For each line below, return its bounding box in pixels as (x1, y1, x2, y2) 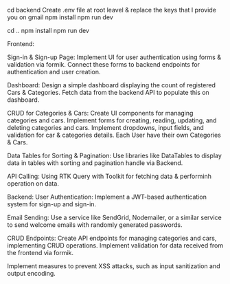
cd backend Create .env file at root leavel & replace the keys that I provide (7, 6, 216, 14)
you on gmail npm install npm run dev (7, 13, 113, 21)
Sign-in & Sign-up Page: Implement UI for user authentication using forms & (7, 53, 222, 61)
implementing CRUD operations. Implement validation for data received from (7, 241, 224, 250)
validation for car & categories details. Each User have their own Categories (7, 131, 221, 139)
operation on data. (7, 179, 60, 188)
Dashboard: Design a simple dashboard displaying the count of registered (7, 81, 216, 89)
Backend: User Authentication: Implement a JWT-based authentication (7, 193, 207, 201)
